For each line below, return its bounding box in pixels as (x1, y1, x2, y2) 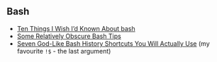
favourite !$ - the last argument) (16, 46, 111, 55)
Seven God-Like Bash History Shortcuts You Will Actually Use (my (16, 39, 210, 48)
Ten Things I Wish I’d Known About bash (16, 24, 135, 32)
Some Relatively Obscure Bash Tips (16, 32, 121, 40)
